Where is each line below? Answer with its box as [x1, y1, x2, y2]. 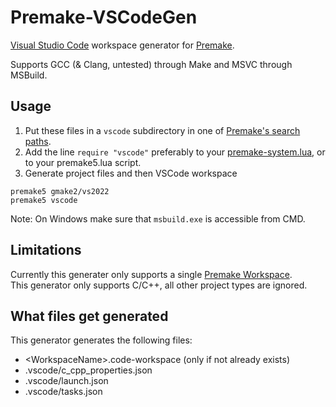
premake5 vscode [10, 195, 78, 205]
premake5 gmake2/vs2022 [10, 186, 110, 196]
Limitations [10, 242, 82, 259]
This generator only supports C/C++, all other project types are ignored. [10, 279, 308, 291]
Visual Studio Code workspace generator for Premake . [10, 39, 235, 51]
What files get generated [10, 307, 169, 325]
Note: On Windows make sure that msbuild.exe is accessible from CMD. [10, 212, 306, 225]
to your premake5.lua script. [24, 156, 142, 168]
